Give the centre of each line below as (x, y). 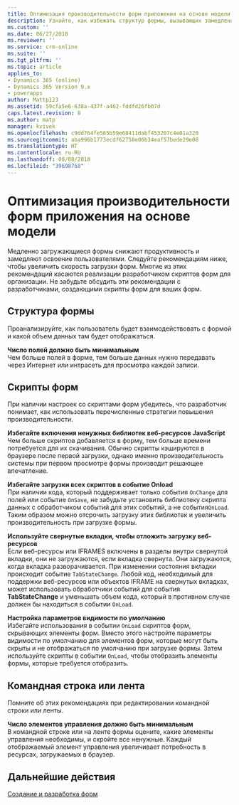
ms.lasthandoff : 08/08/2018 (49, 160)
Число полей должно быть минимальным (73, 350)
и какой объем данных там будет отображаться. (81, 336)
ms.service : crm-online (43, 47)
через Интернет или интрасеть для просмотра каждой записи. (103, 365)
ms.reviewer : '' (31, 41)
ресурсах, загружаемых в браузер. (61, 755)
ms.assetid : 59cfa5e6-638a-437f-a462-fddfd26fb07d (84, 107)
